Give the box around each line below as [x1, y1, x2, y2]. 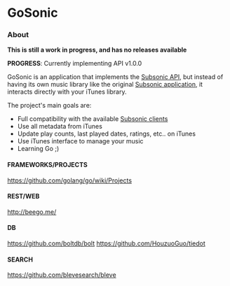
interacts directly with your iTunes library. [7, 87, 127, 96]
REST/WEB [7, 192, 40, 201]
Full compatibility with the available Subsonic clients [17, 115, 168, 123]
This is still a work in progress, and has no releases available [7, 45, 187, 54]
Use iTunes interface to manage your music [17, 137, 144, 145]
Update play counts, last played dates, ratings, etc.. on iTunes [17, 129, 196, 138]
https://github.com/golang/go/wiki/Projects [7, 176, 132, 185]
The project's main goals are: [7, 101, 92, 110]
